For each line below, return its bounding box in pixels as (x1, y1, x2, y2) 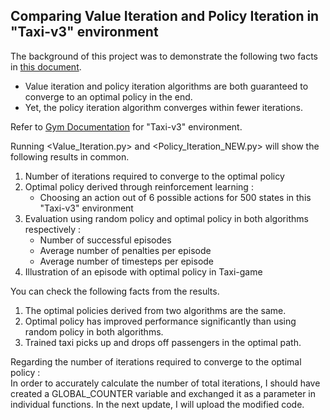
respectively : (24, 223, 82, 235)
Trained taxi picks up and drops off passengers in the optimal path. (24, 336, 302, 348)
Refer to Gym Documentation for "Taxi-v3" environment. (10, 120, 243, 133)
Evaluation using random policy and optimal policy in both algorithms (24, 212, 309, 224)
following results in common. (10, 150, 130, 163)
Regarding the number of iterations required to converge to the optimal (10, 355, 302, 368)
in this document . (10, 60, 82, 73)
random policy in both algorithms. (24, 325, 164, 338)
